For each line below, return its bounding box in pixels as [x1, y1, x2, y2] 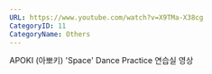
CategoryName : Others [9, 29, 91, 38]
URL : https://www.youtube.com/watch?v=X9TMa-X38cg [9, 12, 204, 22]
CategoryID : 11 [9, 21, 67, 30]
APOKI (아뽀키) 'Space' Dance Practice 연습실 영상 [9, 55, 194, 66]
